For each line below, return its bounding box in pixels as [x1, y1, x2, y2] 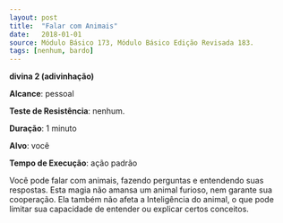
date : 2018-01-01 [9, 30, 82, 39]
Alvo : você [9, 141, 50, 151]
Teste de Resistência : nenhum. [9, 106, 125, 116]
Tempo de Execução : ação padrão [9, 158, 138, 168]
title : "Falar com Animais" [9, 21, 118, 30]
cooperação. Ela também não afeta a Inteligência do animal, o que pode [9, 194, 275, 205]
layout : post [9, 13, 58, 22]
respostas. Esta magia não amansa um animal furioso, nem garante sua [9, 184, 273, 195]
